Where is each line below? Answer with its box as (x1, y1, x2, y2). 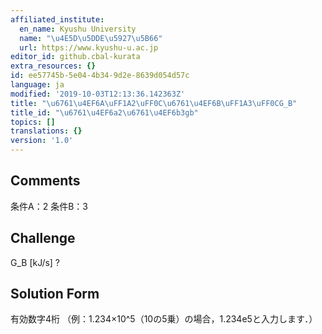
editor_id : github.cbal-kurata (10, 52, 141, 62)
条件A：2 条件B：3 (10, 200, 88, 212)
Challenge (10, 230, 76, 247)
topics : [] (10, 117, 56, 127)
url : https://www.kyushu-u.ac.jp (19, 42, 159, 53)
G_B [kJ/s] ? (10, 256, 61, 268)
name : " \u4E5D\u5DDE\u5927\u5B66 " (19, 33, 163, 43)
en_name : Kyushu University (19, 24, 137, 34)
